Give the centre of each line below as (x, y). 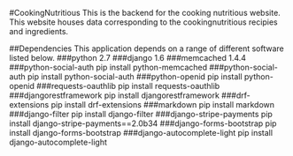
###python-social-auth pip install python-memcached (108, 67)
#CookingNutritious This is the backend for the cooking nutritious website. (145, 13)
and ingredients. (39, 31)
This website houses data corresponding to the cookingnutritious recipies (143, 22)
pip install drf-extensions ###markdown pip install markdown (163, 104)
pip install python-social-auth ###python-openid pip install (135, 77)
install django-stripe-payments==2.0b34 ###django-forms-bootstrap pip (143, 123)
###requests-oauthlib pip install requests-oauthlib (128, 86)
